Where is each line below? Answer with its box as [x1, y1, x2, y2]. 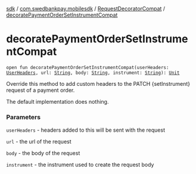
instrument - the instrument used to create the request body [6, 161, 154, 169]
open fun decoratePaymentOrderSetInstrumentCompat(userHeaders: [6, 64, 169, 70]
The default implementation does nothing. [6, 98, 109, 105]
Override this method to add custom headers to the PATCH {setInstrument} [6, 80, 191, 87]
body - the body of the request [6, 150, 80, 157]
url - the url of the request [6, 138, 71, 145]
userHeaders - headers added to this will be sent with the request [6, 126, 166, 133]
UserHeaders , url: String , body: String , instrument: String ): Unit [6, 70, 180, 76]
